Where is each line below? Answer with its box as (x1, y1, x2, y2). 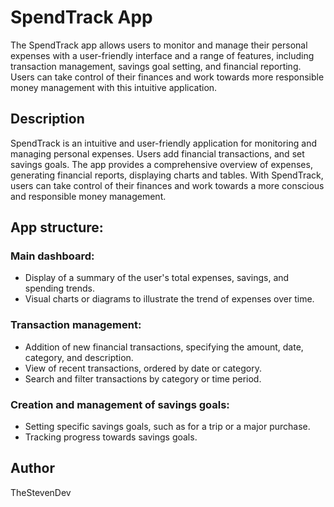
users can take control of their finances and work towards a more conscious (10, 179, 325, 191)
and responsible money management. (10, 190, 167, 202)
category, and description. (24, 351, 134, 363)
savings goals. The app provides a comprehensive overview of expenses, (10, 158, 313, 170)
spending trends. (24, 282, 95, 295)
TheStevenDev (10, 486, 72, 498)
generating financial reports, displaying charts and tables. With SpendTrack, (10, 169, 324, 181)
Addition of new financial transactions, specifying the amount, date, (24, 341, 304, 353)
